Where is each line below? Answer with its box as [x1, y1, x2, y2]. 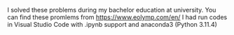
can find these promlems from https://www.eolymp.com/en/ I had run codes [7, 13, 228, 21]
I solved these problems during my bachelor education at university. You [7, 6, 216, 14]
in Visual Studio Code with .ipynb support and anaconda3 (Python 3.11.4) [7, 21, 217, 28]
